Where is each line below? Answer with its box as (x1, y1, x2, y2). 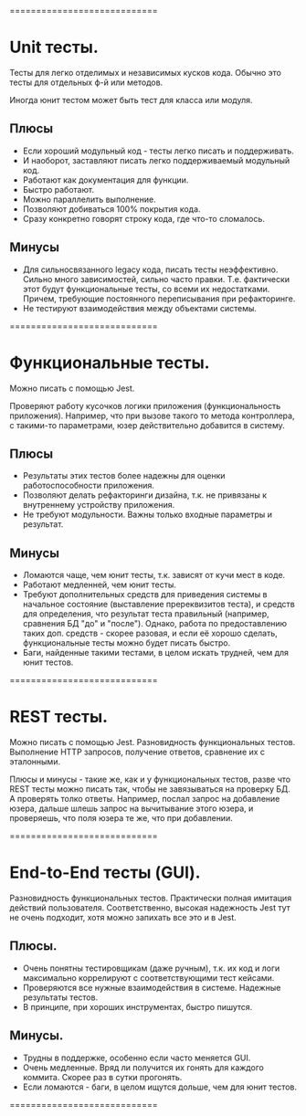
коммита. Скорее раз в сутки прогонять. (22, 1071, 183, 1082)
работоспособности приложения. (22, 480, 155, 491)
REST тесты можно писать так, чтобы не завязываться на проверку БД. (9, 784, 290, 795)
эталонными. (9, 756, 61, 767)
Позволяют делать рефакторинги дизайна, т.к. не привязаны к (22, 490, 268, 500)
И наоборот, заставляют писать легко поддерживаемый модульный (22, 154, 290, 165)
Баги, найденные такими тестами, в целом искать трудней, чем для (22, 647, 290, 658)
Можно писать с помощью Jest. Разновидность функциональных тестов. (9, 737, 296, 748)
